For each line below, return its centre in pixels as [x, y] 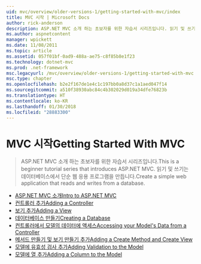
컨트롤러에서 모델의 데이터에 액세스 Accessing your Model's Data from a [100, 226]
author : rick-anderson [34, 23]
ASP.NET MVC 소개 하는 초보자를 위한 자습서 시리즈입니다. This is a [100, 161]
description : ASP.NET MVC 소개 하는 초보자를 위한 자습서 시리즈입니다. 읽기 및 [95, 28]
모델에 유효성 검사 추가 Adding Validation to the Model [79, 247]
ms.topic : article [29, 51]
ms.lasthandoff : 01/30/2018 [41, 106]
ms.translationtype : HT [36, 95]
